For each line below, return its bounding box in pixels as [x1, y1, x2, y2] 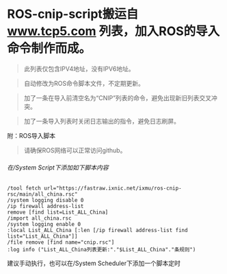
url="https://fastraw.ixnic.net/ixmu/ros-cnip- [43, 185, 183, 192]
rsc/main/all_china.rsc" [7, 191, 78, 198]
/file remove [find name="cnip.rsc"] [7, 239, 115, 246]
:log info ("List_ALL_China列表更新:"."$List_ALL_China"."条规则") [7, 247, 196, 253]
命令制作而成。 [7, 41, 92, 56]
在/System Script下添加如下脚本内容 [7, 163, 109, 172]
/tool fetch [7, 185, 41, 192]
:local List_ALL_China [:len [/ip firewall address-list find [7, 227, 188, 234]
